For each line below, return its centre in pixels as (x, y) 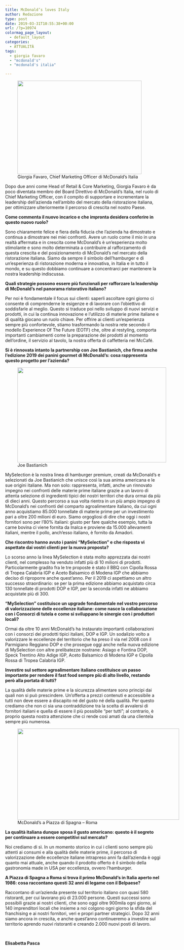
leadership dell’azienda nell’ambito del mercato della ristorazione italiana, (79, 202)
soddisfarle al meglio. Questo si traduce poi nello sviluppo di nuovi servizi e (82, 309)
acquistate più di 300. (27, 594)
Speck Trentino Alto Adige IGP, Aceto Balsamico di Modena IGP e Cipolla (79, 655)
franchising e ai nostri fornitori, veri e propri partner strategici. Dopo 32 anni (82, 913)
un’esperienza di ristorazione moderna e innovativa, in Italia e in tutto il (77, 263)
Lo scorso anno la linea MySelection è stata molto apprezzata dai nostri (78, 557)
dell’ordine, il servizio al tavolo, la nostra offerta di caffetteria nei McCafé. (79, 341)
